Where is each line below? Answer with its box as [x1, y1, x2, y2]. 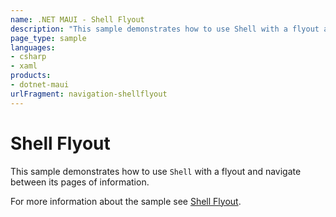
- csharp [10, 52, 47, 62]
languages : [10, 42, 56, 53]
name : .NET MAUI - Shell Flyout [10, 14, 145, 25]
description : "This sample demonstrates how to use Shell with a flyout [10, 24, 320, 34]
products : [10, 71, 52, 81]
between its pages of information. [10, 176, 150, 188]
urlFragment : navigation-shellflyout [10, 89, 168, 99]
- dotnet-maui [10, 80, 70, 90]
